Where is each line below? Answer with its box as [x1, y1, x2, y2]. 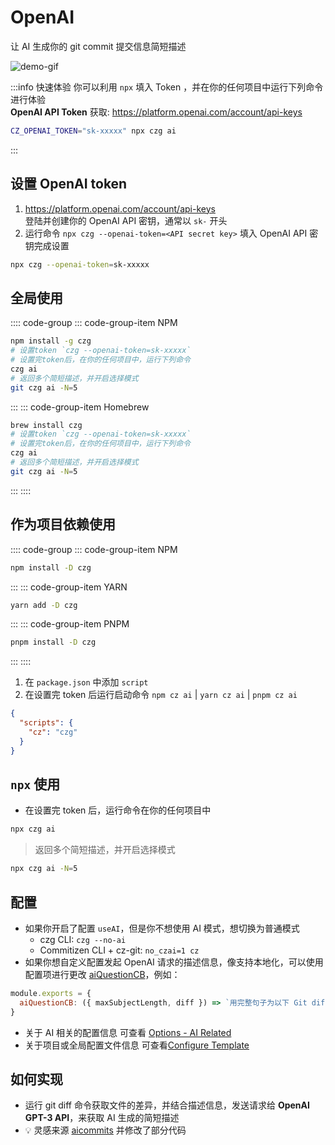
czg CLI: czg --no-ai [39, 934, 127, 945]
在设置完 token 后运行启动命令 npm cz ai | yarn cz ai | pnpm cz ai [24, 689, 298, 701]
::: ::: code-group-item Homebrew [10, 401, 150, 413]
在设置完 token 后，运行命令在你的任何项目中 [24, 804, 212, 816]
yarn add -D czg [10, 600, 78, 610]
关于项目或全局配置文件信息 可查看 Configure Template [24, 1039, 250, 1051]
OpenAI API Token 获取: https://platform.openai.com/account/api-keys [10, 106, 303, 118]
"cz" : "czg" [28, 727, 78, 737]
